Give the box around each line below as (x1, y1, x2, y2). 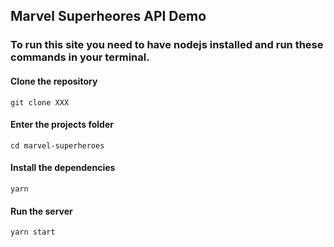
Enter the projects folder (10, 119, 114, 131)
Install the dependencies (10, 162, 116, 174)
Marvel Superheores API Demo (10, 8, 207, 25)
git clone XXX (10, 97, 70, 108)
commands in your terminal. (10, 50, 150, 64)
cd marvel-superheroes (10, 140, 105, 151)
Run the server (10, 205, 73, 217)
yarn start (10, 227, 56, 238)
